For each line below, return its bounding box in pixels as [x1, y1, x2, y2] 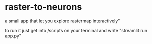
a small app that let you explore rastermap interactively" [5, 18, 120, 24]
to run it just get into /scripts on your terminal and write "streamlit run [5, 27, 148, 33]
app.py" [5, 33, 21, 39]
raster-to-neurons [5, 1, 82, 13]
